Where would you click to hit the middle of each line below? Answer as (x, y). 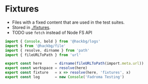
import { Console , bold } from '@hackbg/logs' (53, 41)
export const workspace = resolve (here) (46, 68)
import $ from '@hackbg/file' (36, 46)
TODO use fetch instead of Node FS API (52, 32)
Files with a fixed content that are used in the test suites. (68, 22)
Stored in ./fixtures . (31, 27)
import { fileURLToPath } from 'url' (43, 55)
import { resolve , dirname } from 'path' (47, 50)
